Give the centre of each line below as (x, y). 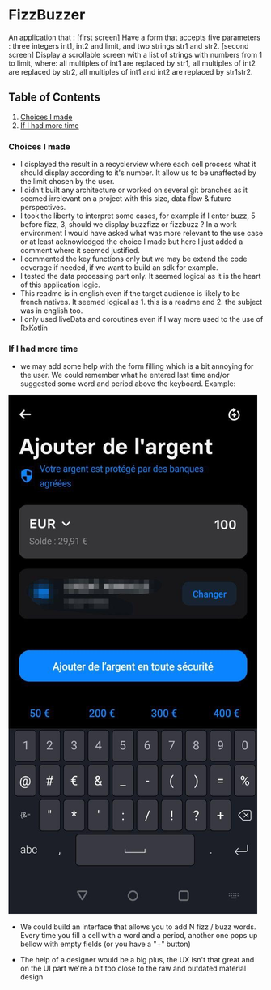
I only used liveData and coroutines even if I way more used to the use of (142, 319)
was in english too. (51, 311)
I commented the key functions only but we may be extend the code (133, 259)
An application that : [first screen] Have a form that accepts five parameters (135, 37)
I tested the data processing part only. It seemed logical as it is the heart (140, 276)
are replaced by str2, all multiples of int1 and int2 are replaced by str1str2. (131, 71)
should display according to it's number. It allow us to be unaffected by (138, 173)
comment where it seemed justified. (80, 251)
